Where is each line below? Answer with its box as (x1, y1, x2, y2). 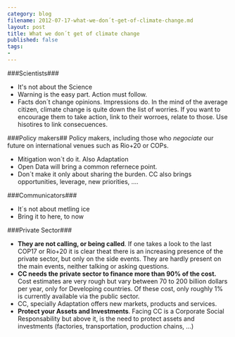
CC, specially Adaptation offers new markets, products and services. (17, 299, 217, 307)
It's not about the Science (17, 82, 93, 91)
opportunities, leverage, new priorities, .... (17, 177, 139, 185)
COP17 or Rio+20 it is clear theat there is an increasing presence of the (17, 247, 224, 255)
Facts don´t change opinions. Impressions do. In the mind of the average (17, 97, 228, 106)
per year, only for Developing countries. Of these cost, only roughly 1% (17, 284, 224, 293)
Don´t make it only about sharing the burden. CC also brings (17, 170, 192, 178)
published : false (7, 37, 58, 44)
